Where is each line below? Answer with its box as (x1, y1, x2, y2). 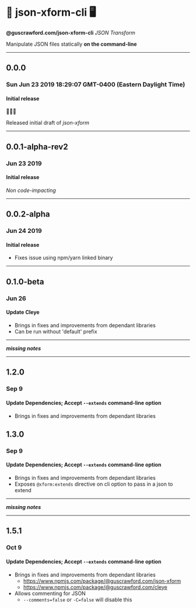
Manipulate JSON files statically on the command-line (6, 40, 137, 47)
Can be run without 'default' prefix (14, 328, 97, 335)
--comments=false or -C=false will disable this (23, 596, 132, 603)
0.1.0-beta (6, 277, 44, 287)
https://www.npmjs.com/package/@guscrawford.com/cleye (23, 583, 167, 590)
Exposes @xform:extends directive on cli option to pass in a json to (14, 480, 173, 487)
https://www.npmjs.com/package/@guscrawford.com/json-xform (23, 577, 181, 584)
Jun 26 (6, 294, 26, 303)
